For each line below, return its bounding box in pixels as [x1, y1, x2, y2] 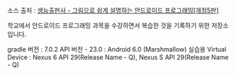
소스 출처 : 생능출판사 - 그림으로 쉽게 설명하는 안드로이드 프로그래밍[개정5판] [7, 6, 219, 14]
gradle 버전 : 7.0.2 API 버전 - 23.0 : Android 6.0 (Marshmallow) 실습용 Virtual [7, 45, 227, 53]
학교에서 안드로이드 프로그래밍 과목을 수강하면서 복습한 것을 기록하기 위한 [7, 21, 210, 30]
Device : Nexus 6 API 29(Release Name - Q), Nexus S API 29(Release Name [7, 53, 229, 62]
